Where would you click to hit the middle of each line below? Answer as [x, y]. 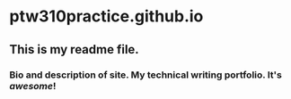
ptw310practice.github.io [106, 16]
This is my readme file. [74, 49]
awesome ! [33, 86]
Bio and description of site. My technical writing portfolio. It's [146, 75]
